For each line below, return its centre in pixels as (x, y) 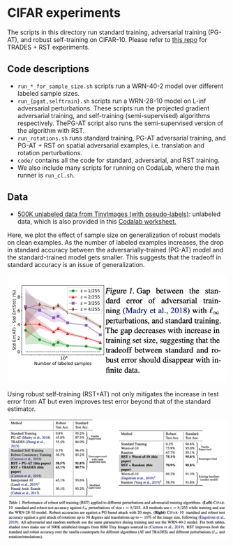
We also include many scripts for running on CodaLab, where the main (118, 167)
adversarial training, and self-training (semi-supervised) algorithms (114, 115)
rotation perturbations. (50, 152)
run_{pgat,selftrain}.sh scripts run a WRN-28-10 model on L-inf (112, 101)
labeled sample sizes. (48, 93)
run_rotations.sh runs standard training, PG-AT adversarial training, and (122, 138)
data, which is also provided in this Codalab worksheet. (97, 221)
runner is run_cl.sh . (46, 175)
